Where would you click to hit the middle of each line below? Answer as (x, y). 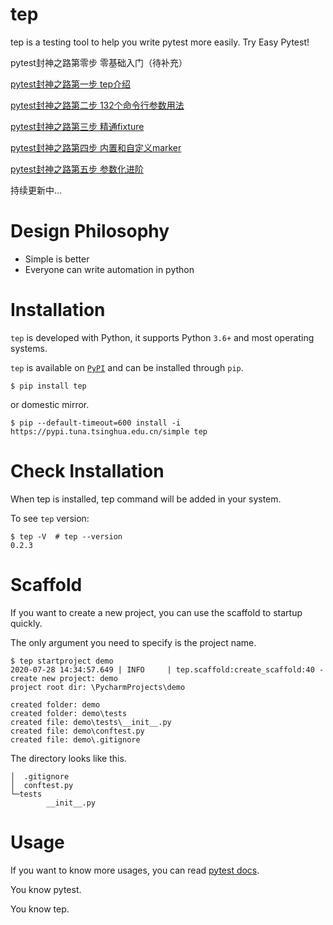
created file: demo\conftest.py (77, 731)
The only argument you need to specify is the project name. (133, 642)
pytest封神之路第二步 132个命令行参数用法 (97, 105)
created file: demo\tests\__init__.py (91, 722)
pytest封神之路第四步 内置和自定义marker (96, 147)
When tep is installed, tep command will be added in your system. (146, 499)
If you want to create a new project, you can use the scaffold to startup (156, 612)
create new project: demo (64, 678)
